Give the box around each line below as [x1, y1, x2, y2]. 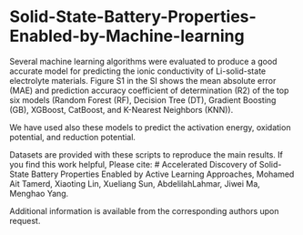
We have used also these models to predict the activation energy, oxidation [9, 121, 291, 133]
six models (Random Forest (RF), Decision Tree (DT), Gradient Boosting [9, 94, 277, 106]
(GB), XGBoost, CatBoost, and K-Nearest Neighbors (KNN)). [9, 104, 234, 115]
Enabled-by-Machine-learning [9, 26, 245, 46]
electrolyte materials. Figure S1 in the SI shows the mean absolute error [9, 75, 277, 86]
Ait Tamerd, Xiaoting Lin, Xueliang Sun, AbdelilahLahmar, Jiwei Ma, [9, 178, 261, 189]
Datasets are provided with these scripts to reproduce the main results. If [9, 148, 284, 160]
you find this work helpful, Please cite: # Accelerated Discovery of [9, 158, 258, 169]
